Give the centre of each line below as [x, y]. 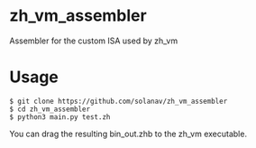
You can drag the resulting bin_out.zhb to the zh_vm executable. [128, 134]
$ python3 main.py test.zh [60, 117]
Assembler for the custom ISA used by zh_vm [94, 41]
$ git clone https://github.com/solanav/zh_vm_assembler [119, 101]
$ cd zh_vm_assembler [50, 109]
